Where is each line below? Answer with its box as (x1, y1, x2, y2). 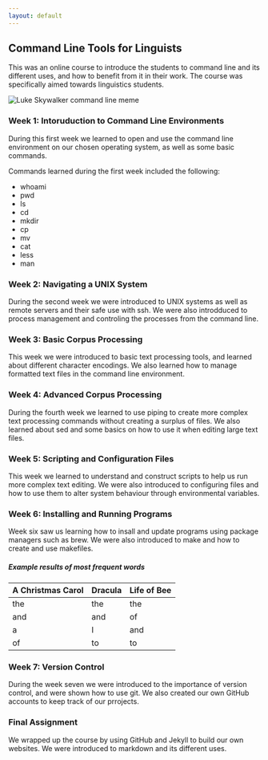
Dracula (91, 585, 122, 596)
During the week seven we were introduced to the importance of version (8, 680, 248, 689)
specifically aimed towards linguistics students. (8, 79, 164, 89)
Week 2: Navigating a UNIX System (8, 278, 148, 290)
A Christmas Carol (12, 585, 84, 596)
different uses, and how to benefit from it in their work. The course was (8, 71, 243, 81)
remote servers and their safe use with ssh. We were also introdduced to (8, 306, 248, 315)
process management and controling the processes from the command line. (8, 314, 258, 323)
